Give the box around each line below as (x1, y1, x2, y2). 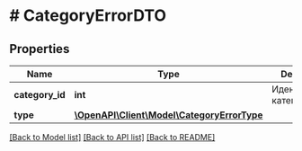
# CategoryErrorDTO (9, 5, 167, 26)
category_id (13, 89, 66, 101)
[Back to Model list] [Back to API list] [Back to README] (9, 132, 216, 142)
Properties (9, 41, 70, 57)
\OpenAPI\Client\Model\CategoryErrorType (74, 109, 263, 121)
